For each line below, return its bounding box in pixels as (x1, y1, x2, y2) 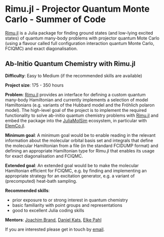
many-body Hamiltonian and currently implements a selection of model (5, 97, 148, 103)
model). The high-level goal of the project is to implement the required (5, 107, 147, 113)
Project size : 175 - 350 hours (5, 82, 64, 88)
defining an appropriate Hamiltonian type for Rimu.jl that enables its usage (5, 148, 155, 153)
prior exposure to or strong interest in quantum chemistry (12, 197, 128, 203)
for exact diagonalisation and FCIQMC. (5, 153, 83, 159)
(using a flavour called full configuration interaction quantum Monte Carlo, (5, 40, 155, 46)
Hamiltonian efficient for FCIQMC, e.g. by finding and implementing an (5, 168, 147, 173)
